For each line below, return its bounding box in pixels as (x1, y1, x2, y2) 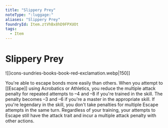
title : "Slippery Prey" (5, 7, 56, 13)
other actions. (5, 118, 35, 124)
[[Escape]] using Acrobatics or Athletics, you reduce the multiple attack (5, 85, 156, 91)
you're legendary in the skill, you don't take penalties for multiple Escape (5, 101, 158, 108)
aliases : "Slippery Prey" (5, 17, 60, 22)
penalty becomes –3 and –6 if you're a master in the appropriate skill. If (5, 96, 155, 102)
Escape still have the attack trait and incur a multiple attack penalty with (5, 112, 157, 118)
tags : (5, 27, 17, 32)
